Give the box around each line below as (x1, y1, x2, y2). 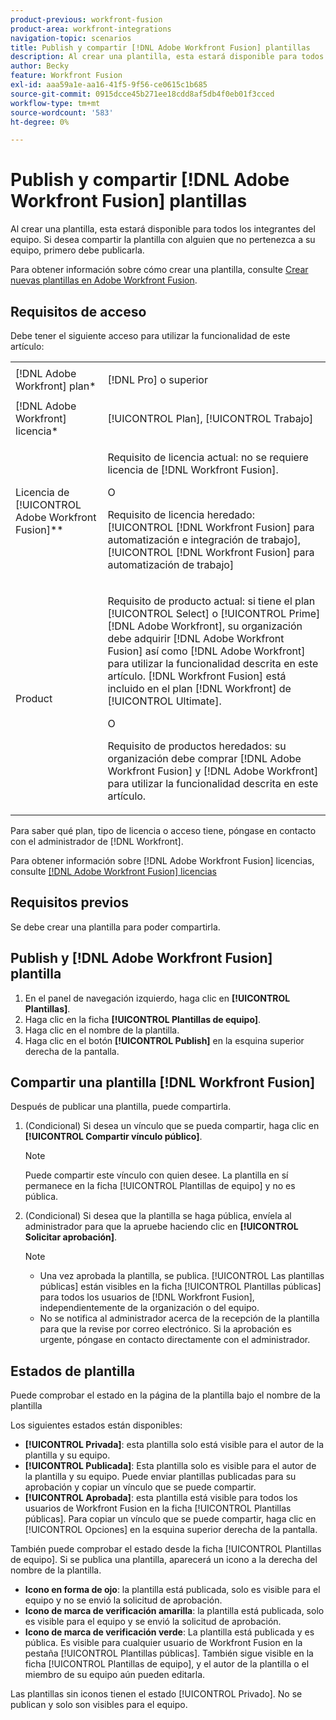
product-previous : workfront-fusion (10, 14, 163, 25)
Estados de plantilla (10, 1362, 136, 1380)
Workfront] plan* (15, 379, 97, 393)
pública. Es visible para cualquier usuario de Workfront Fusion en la (24, 1637, 303, 1649)
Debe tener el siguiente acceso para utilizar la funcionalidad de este (10, 330, 291, 341)
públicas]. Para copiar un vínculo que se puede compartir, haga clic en (24, 1513, 317, 1525)
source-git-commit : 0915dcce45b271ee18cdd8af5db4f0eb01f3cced (10, 89, 275, 99)
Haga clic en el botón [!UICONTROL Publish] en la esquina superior (24, 1034, 305, 1046)
